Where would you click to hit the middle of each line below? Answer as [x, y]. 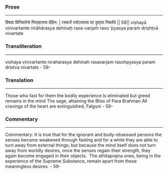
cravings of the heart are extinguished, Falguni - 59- [59, 106]
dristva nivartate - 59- [28, 67]
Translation [19, 80]
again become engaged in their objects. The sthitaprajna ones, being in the [83, 156]
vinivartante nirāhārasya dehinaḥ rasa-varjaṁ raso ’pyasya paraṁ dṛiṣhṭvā [82, 28]
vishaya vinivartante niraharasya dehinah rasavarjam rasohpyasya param [80, 62]
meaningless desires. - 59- [33, 167]
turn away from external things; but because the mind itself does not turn [80, 145]
